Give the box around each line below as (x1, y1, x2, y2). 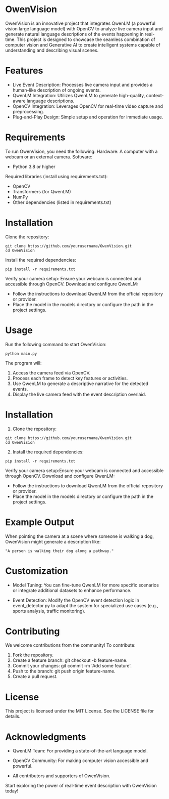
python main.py (5, 351, 37, 356)
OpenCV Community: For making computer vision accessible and (12, 758, 149, 764)
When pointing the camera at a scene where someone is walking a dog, (5, 533, 154, 539)
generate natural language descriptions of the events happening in (5, 31, 144, 37)
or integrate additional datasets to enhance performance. (12, 587, 132, 593)
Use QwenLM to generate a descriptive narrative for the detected (12, 381, 149, 387)
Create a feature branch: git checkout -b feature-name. (12, 657, 128, 663)
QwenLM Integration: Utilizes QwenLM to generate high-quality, (12, 92, 145, 98)
